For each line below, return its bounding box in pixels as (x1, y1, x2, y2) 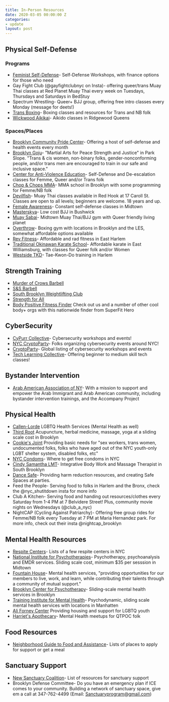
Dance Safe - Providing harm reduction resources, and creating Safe (12, 472, 154, 478)
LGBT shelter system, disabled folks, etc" (12, 450, 98, 456)
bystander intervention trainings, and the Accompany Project (12, 396, 140, 402)
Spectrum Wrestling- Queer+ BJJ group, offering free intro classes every (12, 98, 164, 104)
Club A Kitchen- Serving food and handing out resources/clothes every (12, 493, 161, 499)
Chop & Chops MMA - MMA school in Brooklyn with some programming (12, 182, 161, 188)
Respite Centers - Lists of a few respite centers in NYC (12, 549, 125, 555)
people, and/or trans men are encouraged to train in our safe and (12, 161, 148, 167)
